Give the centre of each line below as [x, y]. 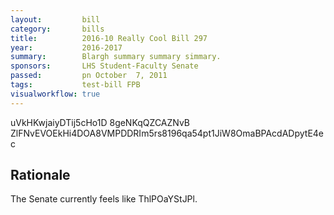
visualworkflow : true [55, 94]
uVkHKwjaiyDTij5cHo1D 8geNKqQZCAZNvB [100, 122]
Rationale [40, 175]
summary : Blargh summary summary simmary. [116, 57]
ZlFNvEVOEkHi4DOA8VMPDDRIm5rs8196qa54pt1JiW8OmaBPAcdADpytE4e [167, 133]
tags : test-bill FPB [75, 85]
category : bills [57, 29]
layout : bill [55, 19]
